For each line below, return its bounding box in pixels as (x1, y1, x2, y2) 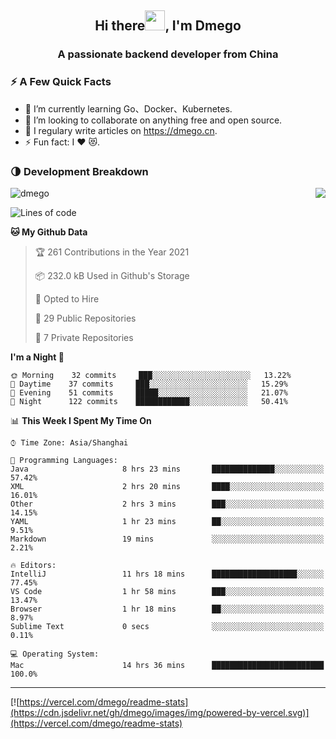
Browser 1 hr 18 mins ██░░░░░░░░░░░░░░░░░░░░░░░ (10, 604, 325, 614)
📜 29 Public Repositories (34, 312, 137, 324)
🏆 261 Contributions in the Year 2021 (34, 246, 190, 258)
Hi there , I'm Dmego (94, 17, 242, 35)
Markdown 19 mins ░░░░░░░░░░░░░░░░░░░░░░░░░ (10, 534, 325, 544)
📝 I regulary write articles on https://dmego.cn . (24, 124, 218, 136)
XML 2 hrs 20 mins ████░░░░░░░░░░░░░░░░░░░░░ (10, 481, 325, 491)
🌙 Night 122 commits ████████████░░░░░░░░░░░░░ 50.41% (10, 396, 288, 406)
